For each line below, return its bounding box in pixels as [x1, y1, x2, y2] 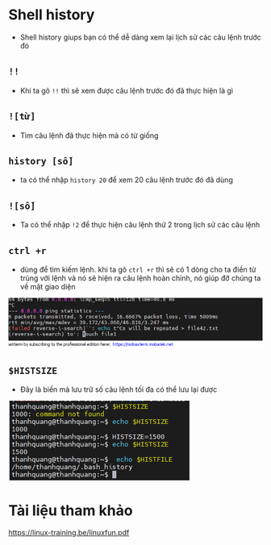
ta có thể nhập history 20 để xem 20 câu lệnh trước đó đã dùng [19, 175, 234, 185]
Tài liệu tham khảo [8, 501, 133, 519]
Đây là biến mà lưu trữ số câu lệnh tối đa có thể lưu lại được [19, 385, 218, 394]
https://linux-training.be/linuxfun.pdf [8, 528, 130, 538]
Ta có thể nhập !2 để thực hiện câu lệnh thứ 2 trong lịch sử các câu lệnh [19, 220, 261, 230]
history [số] [8, 155, 74, 167]
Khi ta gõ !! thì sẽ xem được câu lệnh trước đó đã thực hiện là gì [19, 85, 234, 95]
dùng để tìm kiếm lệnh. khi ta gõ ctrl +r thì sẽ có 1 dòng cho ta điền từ [19, 264, 256, 274]
